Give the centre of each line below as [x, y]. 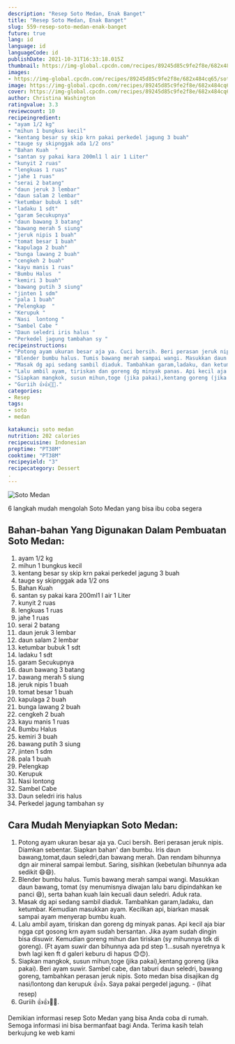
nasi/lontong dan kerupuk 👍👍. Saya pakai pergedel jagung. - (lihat [114, 984]
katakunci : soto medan [41, 429]
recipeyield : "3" [33, 462]
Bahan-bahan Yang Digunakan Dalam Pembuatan [117, 530]
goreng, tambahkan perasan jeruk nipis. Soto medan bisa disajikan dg [118, 975]
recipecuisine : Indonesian [47, 442]
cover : [17, 92]
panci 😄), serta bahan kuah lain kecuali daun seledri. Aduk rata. [110, 894]
